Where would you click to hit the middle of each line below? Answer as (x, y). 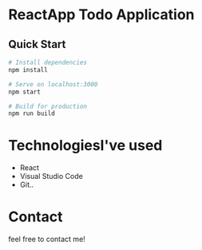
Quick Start (37, 44)
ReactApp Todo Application (101, 15)
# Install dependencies (48, 62)
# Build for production (48, 106)
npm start (25, 92)
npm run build (32, 113)
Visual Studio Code (51, 177)
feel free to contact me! (47, 239)
